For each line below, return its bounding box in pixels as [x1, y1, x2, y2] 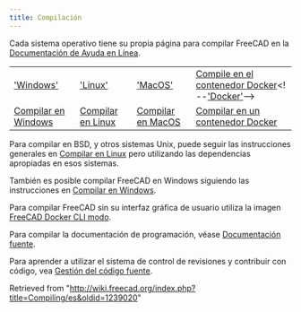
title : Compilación [9, 13, 82, 22]
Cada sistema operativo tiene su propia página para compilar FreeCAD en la [9, 38, 289, 48]
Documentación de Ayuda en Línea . [9, 47, 142, 58]
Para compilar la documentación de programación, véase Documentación [9, 229, 281, 239]
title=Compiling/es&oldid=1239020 [9, 292, 138, 303]
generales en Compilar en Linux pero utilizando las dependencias [9, 148, 251, 159]
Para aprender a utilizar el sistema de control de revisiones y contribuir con [9, 256, 287, 266]
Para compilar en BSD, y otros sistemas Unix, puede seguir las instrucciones [9, 138, 291, 149]
